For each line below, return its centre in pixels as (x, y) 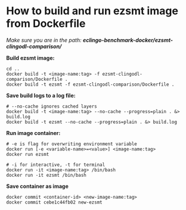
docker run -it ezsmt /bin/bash (46, 175)
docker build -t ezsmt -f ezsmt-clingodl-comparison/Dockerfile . (90, 84)
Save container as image (37, 186)
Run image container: (33, 133)
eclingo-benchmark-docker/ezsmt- (128, 40)
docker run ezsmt (28, 154)
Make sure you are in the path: (44, 40)
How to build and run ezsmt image (92, 11)
